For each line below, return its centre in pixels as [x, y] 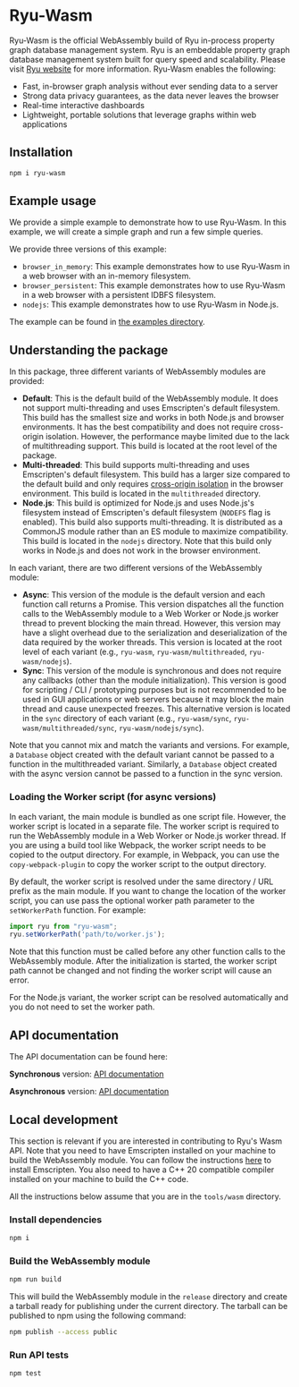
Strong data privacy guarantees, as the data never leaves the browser [150, 96]
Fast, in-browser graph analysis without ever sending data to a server [150, 86]
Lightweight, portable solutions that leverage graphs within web [139, 115]
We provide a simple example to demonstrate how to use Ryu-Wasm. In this [148, 222]
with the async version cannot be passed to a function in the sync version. [146, 774]
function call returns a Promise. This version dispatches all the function [153, 604]
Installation [41, 153]
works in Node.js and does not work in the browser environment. [141, 550]
